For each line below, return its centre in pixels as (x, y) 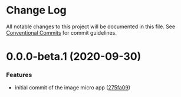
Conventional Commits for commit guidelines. (61, 32)
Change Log (36, 10)
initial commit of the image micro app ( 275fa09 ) (73, 88)
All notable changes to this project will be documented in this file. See (91, 26)
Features (19, 75)
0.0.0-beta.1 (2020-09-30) (74, 57)
